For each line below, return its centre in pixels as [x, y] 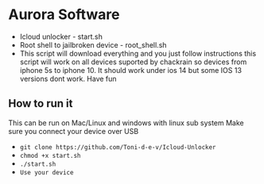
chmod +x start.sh [50, 155]
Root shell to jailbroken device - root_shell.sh [93, 44]
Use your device [47, 172]
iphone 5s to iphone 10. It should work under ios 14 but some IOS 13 [131, 70]
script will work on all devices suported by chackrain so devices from [133, 62]
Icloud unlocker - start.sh [61, 36]
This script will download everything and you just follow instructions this [138, 53]
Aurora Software [64, 15]
